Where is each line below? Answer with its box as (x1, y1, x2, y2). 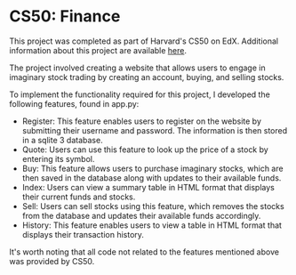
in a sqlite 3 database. (21, 134, 104, 145)
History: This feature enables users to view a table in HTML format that (21, 220, 283, 231)
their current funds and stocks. (21, 191, 136, 202)
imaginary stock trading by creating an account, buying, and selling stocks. (9, 71, 284, 82)
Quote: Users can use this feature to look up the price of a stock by (21, 144, 268, 155)
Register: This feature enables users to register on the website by (21, 116, 262, 126)
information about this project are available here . (9, 44, 187, 55)
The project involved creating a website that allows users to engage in (9, 62, 266, 73)
